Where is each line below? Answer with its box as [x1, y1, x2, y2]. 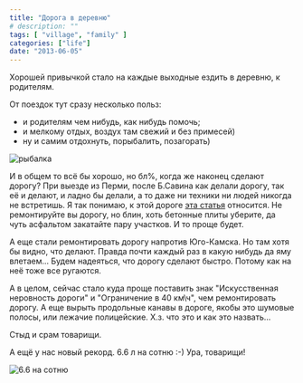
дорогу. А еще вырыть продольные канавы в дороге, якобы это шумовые [9, 302, 295, 313]
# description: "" [9, 22, 79, 31]
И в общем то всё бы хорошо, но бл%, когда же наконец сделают [9, 171, 265, 182]
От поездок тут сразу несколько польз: [9, 99, 162, 110]
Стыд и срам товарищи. [9, 330, 102, 340]
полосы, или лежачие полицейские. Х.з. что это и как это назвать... [9, 311, 271, 322]
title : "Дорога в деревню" [9, 13, 111, 23]
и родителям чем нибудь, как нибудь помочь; [22, 117, 201, 128]
